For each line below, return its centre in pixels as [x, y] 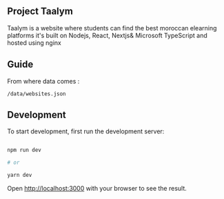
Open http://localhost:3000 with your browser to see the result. [97, 189]
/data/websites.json [37, 94]
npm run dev [24, 150]
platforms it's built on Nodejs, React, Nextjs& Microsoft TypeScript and [108, 35]
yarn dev [20, 176]
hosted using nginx [34, 42]
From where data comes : [43, 81]
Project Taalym [40, 11]
